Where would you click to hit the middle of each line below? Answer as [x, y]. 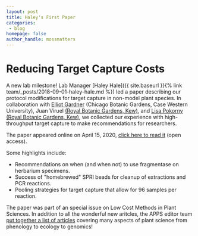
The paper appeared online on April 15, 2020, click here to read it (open [94, 135]
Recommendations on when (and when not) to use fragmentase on [97, 164]
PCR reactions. [33, 183]
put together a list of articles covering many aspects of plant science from [97, 220]
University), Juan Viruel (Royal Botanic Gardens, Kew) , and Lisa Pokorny [95, 110]
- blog [17, 28]
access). [17, 141]
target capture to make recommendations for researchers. [106, 123]
